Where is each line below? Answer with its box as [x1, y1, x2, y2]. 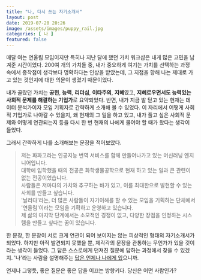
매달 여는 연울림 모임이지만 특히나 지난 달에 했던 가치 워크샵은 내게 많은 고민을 [6, 54, 189, 60]
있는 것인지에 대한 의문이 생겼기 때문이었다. [12, 76, 114, 83]
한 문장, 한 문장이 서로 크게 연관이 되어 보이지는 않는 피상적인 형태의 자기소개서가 [6, 232, 195, 239]
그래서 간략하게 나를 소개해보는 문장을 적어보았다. [6, 139, 122, 146]
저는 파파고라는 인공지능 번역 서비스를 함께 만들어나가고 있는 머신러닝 [20, 152, 183, 159]
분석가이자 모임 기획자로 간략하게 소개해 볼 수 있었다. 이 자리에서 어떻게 [17, 104, 184, 111]
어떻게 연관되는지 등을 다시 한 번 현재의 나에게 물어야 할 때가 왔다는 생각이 [17, 119, 190, 126]
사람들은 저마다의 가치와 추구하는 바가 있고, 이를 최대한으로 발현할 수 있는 [20, 182, 193, 188]
